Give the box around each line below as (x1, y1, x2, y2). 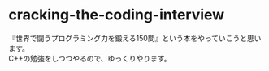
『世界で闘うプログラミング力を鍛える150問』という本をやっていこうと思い (8, 33, 262, 43)
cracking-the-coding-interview (8, 6, 225, 24)
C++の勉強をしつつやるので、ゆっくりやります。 (8, 53, 171, 63)
